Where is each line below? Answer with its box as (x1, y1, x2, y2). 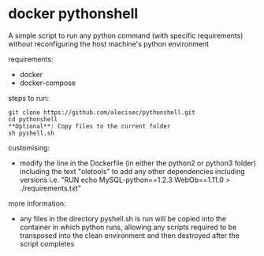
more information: (8, 198, 66, 208)
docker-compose (19, 78, 76, 87)
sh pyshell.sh (8, 129, 55, 137)
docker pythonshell (8, 5, 139, 23)
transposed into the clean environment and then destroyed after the (19, 230, 240, 240)
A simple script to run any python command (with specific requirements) (8, 31, 244, 40)
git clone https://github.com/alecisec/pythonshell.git (8, 108, 195, 117)
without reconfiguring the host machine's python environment (8, 39, 210, 48)
